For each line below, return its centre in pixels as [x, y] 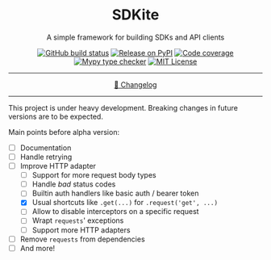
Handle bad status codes [74, 184]
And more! [38, 248]
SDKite [135, 15]
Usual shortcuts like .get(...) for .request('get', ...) [125, 203]
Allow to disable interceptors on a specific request [115, 212]
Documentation [46, 148]
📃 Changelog [135, 84]
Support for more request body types [94, 175]
